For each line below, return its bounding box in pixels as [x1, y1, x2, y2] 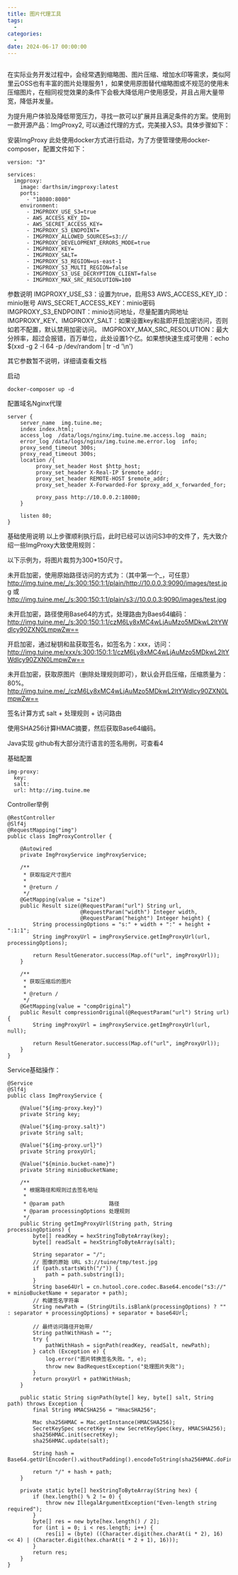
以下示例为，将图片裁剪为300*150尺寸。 [7, 556, 127, 564]
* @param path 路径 [23, 1200, 120, 1207]
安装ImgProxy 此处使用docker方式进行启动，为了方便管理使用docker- [7, 136, 210, 144]
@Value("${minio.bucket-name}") [20, 1161, 115, 1168]
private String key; [20, 1111, 81, 1118]
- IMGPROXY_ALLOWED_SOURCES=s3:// [25, 233, 129, 241]
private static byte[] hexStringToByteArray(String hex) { [20, 1487, 198, 1494]
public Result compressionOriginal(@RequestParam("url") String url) [20, 1009, 230, 1016]
